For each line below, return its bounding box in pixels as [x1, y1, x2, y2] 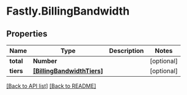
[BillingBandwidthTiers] [32, 67, 104, 75]
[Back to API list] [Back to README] [6, 82, 97, 90]
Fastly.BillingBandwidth [6, 4, 130, 18]
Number [32, 57, 57, 65]
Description [109, 47, 144, 55]
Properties [6, 29, 48, 39]
